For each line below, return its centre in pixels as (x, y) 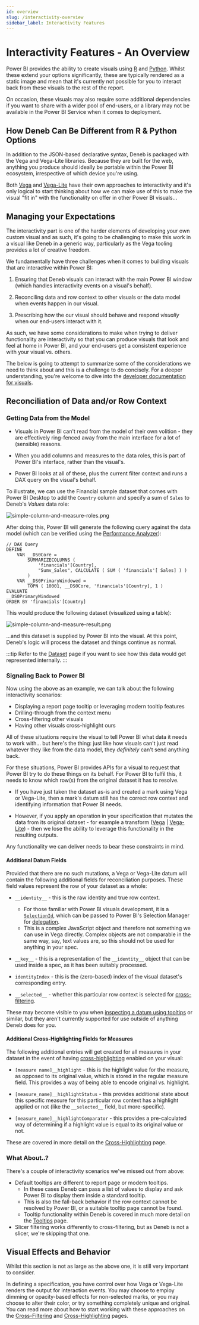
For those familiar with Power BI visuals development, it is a (96, 909)
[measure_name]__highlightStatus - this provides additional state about (102, 1094)
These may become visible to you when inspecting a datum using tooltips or (99, 1013)
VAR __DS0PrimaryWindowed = (51, 581)
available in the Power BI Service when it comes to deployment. (84, 112)
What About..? (27, 1158)
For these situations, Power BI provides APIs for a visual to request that (93, 767)
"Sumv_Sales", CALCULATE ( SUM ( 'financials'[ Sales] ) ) (112, 570)
